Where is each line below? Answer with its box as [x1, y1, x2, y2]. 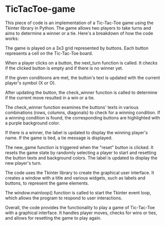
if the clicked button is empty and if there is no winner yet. [5, 65, 123, 71]
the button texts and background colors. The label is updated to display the [5, 154, 158, 161]
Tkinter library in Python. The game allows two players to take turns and [5, 25, 151, 31]
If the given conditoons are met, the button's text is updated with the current [5, 75, 160, 80]
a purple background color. [5, 120, 60, 126]
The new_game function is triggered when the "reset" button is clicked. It [5, 144, 154, 150]
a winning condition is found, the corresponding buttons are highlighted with [5, 114, 160, 120]
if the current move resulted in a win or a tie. [5, 95, 95, 101]
